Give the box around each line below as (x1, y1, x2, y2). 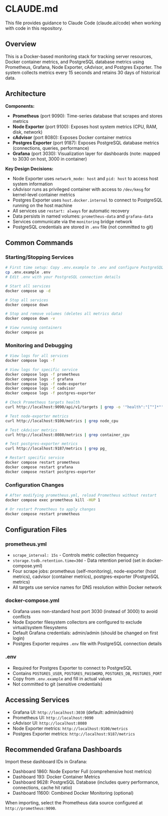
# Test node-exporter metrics (5, 414, 69, 419)
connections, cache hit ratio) (12, 785, 72, 791)
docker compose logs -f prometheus (5, 372, 80, 377)
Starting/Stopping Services (5, 254, 74, 261)
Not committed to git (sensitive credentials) (12, 681, 102, 687)
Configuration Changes (5, 481, 64, 488)
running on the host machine (12, 202, 73, 208)
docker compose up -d (5, 288, 51, 294)
